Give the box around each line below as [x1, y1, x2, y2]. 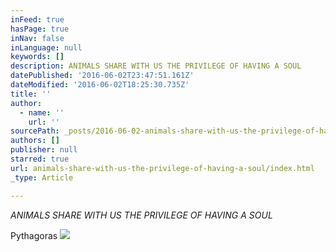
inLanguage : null [10, 42, 83, 53]
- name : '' [19, 107, 65, 118]
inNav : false [10, 33, 65, 43]
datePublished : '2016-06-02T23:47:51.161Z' [10, 71, 195, 81]
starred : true [10, 154, 70, 164]
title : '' [10, 89, 52, 99]
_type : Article [10, 172, 74, 183]
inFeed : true [10, 14, 65, 25]
